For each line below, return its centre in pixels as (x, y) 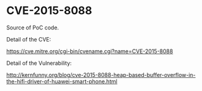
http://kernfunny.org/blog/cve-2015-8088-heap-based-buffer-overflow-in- (101, 75)
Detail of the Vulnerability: (39, 63)
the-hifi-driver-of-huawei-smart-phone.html (62, 81)
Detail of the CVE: (29, 39)
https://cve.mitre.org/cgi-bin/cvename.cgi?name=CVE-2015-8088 (90, 51)
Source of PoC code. (33, 27)
